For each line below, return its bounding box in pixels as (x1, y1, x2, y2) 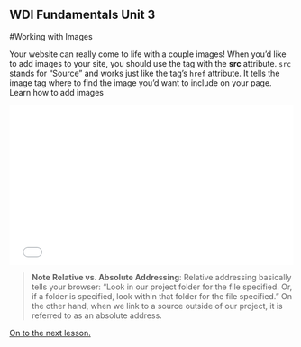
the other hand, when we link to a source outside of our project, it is (31, 301, 283, 312)
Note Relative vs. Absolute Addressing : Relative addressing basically (31, 272, 292, 283)
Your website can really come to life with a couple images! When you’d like (9, 49, 287, 59)
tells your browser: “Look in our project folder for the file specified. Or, (31, 281, 293, 292)
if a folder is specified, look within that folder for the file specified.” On (31, 291, 293, 302)
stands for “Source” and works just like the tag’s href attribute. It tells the (9, 68, 280, 78)
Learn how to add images (9, 87, 104, 97)
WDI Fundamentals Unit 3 (9, 7, 156, 23)
